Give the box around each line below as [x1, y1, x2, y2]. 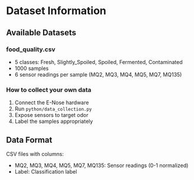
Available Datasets [6, 28, 77, 38]
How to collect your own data [6, 85, 91, 94]
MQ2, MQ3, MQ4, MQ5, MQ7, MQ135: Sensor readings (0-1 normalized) [14, 162, 189, 169]
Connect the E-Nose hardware [14, 99, 90, 106]
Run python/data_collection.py [14, 105, 93, 112]
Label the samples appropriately [14, 118, 93, 125]
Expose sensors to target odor [14, 112, 88, 119]
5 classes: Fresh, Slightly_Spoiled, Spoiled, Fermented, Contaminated [14, 58, 183, 65]
